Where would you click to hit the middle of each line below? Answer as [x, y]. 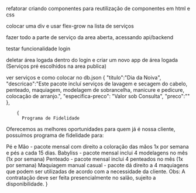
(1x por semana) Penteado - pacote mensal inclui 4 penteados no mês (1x [94, 159]
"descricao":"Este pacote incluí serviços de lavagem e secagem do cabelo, [97, 84]
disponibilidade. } [27, 184]
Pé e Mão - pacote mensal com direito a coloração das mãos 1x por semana [97, 147]
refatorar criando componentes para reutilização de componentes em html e [98, 8]
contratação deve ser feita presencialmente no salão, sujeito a [81, 178]
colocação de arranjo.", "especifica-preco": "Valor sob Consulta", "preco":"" [98, 96]
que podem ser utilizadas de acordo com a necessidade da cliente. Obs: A [96, 171]
